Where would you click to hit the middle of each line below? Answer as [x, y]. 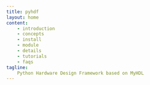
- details [30, 51]
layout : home [23, 17]
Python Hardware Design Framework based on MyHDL [81, 73]
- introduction [36, 28]
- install [30, 40]
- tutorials [32, 56]
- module [28, 45]
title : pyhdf [23, 12]
